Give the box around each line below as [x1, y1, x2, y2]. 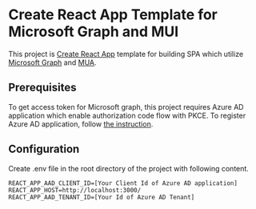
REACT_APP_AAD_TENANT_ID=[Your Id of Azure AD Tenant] [8, 193, 195, 201]
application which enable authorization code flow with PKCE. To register [8, 111, 246, 120]
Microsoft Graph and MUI [8, 22, 179, 41]
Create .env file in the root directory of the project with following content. [8, 163, 250, 173]
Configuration [8, 143, 80, 156]
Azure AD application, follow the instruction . [8, 119, 154, 129]
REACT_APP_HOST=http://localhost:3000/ [8, 186, 142, 194]
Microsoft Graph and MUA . [8, 58, 97, 67]
